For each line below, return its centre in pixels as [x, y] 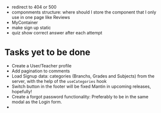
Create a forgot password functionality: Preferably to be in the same [80, 97]
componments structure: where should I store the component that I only [84, 12]
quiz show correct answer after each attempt [57, 33]
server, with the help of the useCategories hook [59, 81]
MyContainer [25, 22]
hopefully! [22, 91]
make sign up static [31, 28]
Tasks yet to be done [48, 52]
